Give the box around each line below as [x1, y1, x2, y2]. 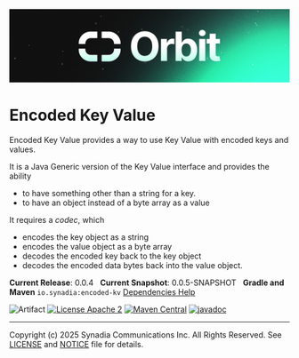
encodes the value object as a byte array [21, 241, 173, 251]
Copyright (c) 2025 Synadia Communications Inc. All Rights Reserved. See [9, 329, 282, 340]
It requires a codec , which [9, 214, 105, 225]
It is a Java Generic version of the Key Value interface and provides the [9, 161, 270, 171]
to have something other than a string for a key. [21, 187, 197, 198]
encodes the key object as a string [21, 231, 149, 243]
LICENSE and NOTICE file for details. [9, 338, 144, 349]
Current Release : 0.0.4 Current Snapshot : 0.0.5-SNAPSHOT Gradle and [9, 277, 285, 288]
